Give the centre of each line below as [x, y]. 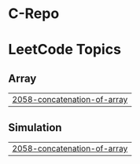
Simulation [35, 128]
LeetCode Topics [65, 50]
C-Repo [34, 14]
